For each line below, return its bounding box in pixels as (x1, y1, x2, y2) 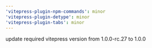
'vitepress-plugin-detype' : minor (5, 14, 90, 20)
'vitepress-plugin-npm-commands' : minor (5, 8, 106, 15)
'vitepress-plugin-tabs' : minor (5, 19, 85, 25)
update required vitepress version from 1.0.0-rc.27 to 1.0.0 (5, 36, 146, 43)
